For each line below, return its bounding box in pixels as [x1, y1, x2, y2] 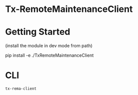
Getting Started [5, 26, 71, 38]
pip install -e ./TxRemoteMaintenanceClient [5, 52, 94, 58]
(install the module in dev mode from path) [5, 43, 93, 49]
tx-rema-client [5, 86, 37, 92]
